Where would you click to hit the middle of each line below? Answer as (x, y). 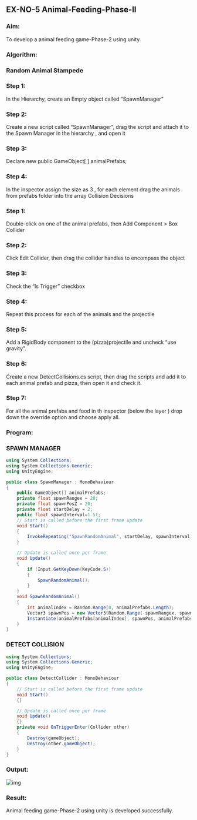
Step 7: (16, 398)
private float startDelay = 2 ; (55, 509)
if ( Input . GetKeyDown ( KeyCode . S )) (69, 569)
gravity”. (16, 348)
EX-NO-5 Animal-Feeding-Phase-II (71, 10)
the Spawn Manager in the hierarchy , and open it (66, 133)
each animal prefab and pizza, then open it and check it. (74, 383)
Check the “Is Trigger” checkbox (45, 286)
